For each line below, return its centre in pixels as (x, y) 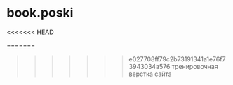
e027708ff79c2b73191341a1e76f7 (177, 59)
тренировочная (195, 66)
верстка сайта (151, 74)
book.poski (40, 13)
